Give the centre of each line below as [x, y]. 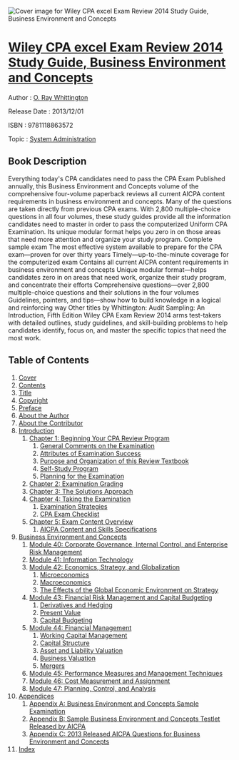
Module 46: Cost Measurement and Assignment [100, 681]
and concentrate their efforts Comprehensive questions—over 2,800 [109, 285]
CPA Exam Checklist [70, 514]
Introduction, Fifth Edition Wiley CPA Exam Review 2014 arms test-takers [115, 315]
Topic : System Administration [52, 138]
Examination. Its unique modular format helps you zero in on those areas [115, 231]
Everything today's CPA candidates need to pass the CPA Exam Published [117, 178]
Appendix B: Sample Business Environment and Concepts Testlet [124, 719]
